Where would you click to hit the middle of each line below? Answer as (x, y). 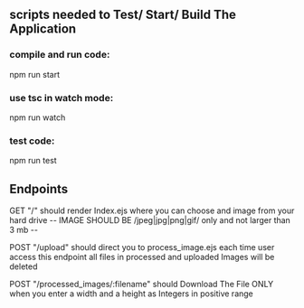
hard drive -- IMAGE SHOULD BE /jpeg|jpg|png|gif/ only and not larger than (150, 220)
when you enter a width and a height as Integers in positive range (131, 294)
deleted (24, 266)
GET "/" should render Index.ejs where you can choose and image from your (152, 210)
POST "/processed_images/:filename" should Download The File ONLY (142, 285)
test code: (32, 141)
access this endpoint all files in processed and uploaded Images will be (142, 257)
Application (43, 29)
